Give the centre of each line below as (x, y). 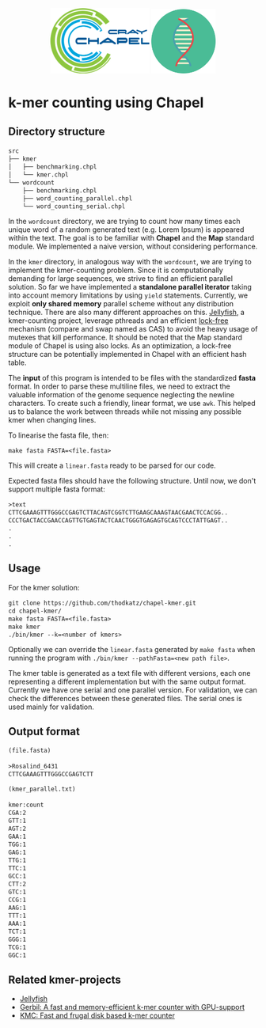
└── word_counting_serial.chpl (74, 206)
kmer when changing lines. (52, 419)
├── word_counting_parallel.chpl (78, 198)
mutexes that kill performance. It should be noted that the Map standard (125, 337)
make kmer (25, 627)
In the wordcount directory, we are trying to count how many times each (124, 221)
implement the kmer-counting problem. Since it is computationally (116, 270)
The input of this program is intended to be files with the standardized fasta (132, 377)
